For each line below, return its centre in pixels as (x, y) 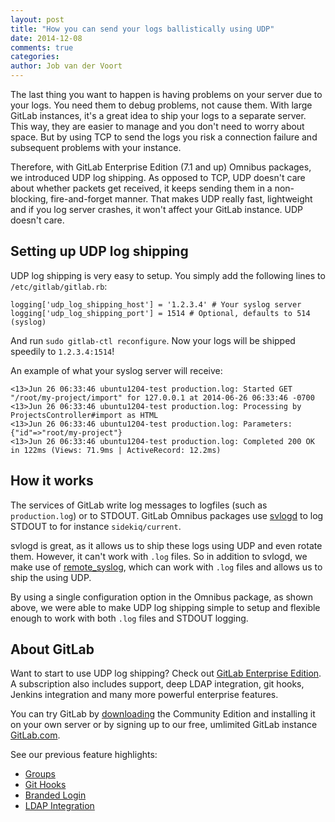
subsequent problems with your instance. (96, 147)
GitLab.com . (35, 735)
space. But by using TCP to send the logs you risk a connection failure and (164, 137)
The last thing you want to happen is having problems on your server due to (166, 94)
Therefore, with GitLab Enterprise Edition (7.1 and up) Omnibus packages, (161, 167)
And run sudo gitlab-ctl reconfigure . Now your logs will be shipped (153, 340)
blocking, (29, 199)
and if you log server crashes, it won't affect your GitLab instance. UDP (157, 209)
